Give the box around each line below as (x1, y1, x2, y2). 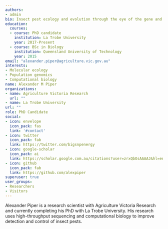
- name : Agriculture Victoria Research (5, 91, 88, 96)
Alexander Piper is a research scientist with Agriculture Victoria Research (5, 202, 156, 208)
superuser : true (5, 174, 39, 180)
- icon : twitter (5, 133, 39, 138)
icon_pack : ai (9, 151, 39, 156)
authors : (5, 7, 23, 12)
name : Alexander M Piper (5, 81, 57, 86)
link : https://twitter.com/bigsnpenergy (9, 142, 95, 147)
